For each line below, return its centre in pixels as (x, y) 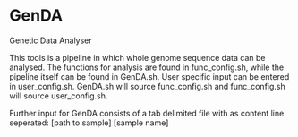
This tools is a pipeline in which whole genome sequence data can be (137, 57)
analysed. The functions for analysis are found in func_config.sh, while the (147, 67)
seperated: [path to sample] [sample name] (89, 123)
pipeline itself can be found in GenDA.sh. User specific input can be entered (149, 76)
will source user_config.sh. (59, 96)
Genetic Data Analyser (51, 40)
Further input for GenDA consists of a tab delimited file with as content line (147, 113)
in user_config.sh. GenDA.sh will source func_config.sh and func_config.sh (148, 86)
